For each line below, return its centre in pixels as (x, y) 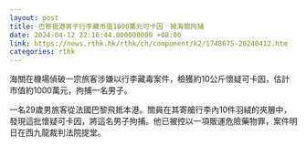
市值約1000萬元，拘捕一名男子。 (71, 90)
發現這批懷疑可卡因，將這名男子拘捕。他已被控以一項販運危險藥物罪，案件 (149, 121)
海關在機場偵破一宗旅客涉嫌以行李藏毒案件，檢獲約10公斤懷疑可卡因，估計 (150, 79)
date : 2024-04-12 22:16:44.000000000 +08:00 (95, 35)
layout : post (34, 18)
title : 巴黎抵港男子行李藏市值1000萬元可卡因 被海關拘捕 (107, 26)
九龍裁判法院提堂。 (69, 132)
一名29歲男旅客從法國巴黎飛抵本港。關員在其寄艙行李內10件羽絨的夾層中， (151, 109)
